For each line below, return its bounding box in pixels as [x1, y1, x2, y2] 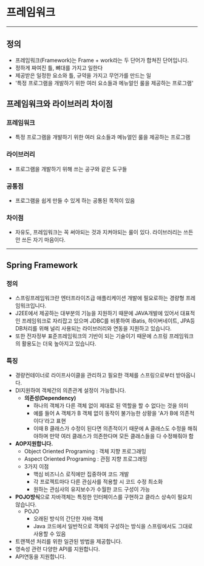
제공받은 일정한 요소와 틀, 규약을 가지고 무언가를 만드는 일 [15, 71, 152, 79]
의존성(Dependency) [24, 394, 76, 402]
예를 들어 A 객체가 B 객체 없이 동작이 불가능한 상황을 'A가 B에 [33, 410, 178, 417]
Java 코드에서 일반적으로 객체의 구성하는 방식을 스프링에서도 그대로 [33, 523, 193, 530]
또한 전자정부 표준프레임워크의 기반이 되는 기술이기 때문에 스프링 [15, 332, 168, 340]
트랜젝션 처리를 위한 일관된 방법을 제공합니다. [15, 538, 123, 545]
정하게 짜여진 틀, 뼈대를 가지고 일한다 [15, 64, 103, 71]
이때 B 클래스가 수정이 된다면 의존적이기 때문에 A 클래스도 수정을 [33, 425, 186, 432]
